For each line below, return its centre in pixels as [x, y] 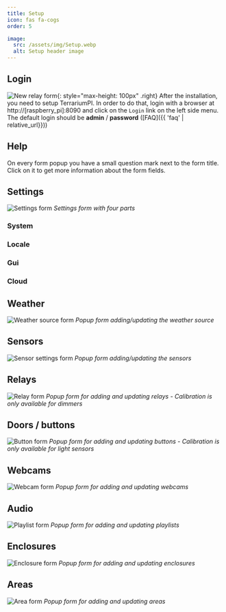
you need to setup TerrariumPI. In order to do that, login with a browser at [111, 103]
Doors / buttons [41, 425]
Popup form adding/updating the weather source [145, 320]
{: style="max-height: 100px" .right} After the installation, [137, 95]
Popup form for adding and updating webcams [122, 487]
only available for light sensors [51, 449]
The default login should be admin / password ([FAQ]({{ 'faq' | [96, 117]
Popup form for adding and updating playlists [115, 525]
